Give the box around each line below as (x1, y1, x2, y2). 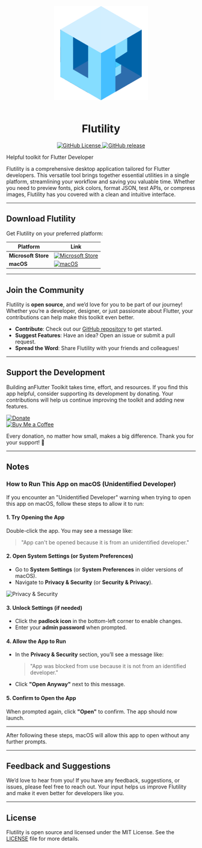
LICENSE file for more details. (6, 835, 79, 843)
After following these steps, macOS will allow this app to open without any (6, 731, 190, 739)
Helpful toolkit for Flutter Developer (6, 153, 94, 161)
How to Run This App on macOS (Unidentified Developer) (6, 480, 176, 488)
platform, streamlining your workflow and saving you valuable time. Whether (6, 177, 195, 185)
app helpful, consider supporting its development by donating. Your (6, 390, 174, 397)
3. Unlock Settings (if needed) (6, 604, 83, 611)
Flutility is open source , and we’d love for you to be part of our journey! (6, 301, 183, 309)
